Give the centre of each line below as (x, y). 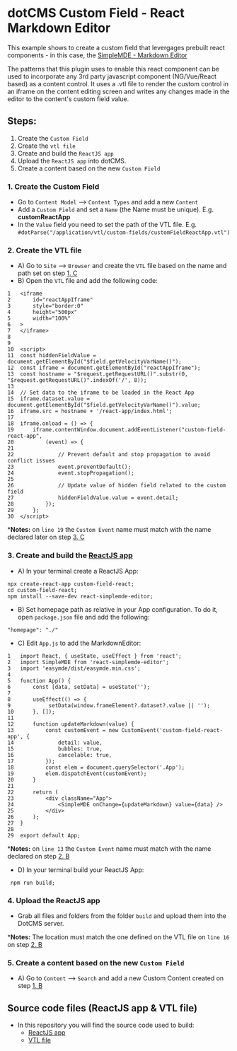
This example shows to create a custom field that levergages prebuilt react (116, 47)
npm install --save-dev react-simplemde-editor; (80, 596)
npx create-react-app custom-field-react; (71, 584)
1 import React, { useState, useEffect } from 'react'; (94, 656)
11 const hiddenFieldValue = (52, 356)
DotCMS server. (41, 923)
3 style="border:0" (45, 306)
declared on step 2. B (39, 856)
